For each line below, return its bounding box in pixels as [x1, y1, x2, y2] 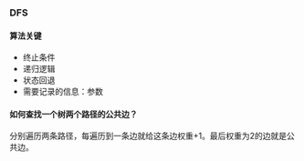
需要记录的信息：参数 [22, 86, 103, 97]
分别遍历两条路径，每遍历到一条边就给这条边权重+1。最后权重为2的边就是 [9, 130, 288, 142]
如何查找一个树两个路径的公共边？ [9, 108, 138, 119]
